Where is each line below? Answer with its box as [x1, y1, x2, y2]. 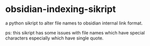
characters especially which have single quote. [5, 35, 104, 41]
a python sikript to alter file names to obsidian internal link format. [5, 20, 143, 26]
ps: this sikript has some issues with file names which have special [5, 29, 145, 35]
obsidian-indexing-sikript [5, 3, 116, 15]
